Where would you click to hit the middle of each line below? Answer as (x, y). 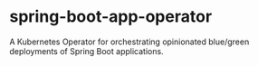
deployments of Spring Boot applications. (87, 51)
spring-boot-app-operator (111, 17)
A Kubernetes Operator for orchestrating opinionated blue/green (129, 42)
